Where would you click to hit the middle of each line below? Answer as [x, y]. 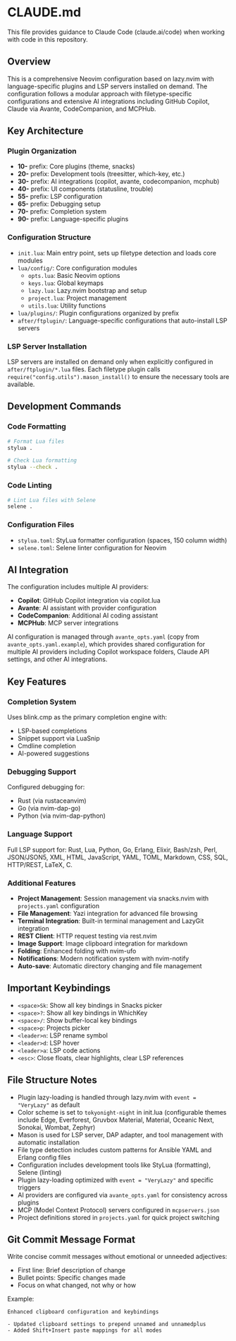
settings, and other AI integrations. [57, 659]
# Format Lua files [36, 441]
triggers [29, 1187]
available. [21, 384]
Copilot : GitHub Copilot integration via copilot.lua [89, 600]
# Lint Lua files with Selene [52, 500]
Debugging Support [42, 772]
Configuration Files [41, 525]
